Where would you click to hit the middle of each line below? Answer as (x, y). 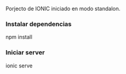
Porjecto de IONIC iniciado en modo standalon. (63, 9)
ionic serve (19, 66)
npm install (19, 37)
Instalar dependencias (39, 24)
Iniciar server (25, 53)
